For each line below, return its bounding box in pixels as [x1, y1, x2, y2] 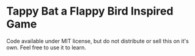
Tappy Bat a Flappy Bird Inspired [6, 4, 174, 18]
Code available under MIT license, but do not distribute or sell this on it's [6, 37, 189, 44]
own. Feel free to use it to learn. [6, 44, 87, 51]
